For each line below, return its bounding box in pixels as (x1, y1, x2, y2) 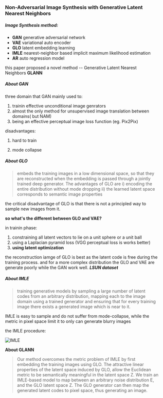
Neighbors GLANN (5, 70, 43, 76)
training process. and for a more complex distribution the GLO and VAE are (5, 259, 155, 265)
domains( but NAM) (12, 113, 52, 119)
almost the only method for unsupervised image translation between (12, 108, 149, 114)
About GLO (5, 158, 28, 164)
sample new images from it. (5, 206, 61, 212)
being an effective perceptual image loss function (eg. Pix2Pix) (12, 118, 139, 124)
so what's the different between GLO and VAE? (5, 215, 102, 221)
